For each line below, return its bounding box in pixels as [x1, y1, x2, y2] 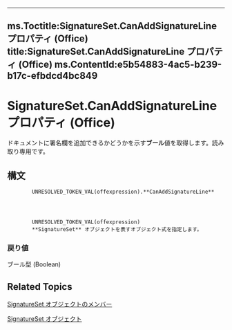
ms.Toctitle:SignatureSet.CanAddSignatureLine [7, 20, 217, 32]
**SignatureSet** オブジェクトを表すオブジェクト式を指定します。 [32, 226, 202, 233]
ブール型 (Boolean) [7, 260, 61, 268]
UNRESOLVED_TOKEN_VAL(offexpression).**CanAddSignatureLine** [32, 188, 215, 196]
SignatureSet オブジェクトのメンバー [7, 300, 113, 309]
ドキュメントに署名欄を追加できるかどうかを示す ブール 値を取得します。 [7, 139, 213, 147]
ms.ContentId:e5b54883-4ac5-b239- [54, 59, 222, 71]
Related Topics [7, 281, 72, 293]
